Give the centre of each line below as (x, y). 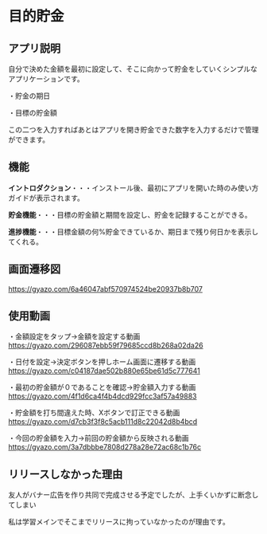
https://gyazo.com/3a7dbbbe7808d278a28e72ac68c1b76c (105, 447)
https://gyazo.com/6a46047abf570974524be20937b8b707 (105, 289)
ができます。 (29, 139)
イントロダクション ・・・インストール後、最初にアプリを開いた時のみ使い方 (133, 187)
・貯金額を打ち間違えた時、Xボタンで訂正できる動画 (94, 413)
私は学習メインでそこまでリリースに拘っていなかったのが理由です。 (119, 522)
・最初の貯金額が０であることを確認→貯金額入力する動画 (102, 387)
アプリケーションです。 (46, 79)
